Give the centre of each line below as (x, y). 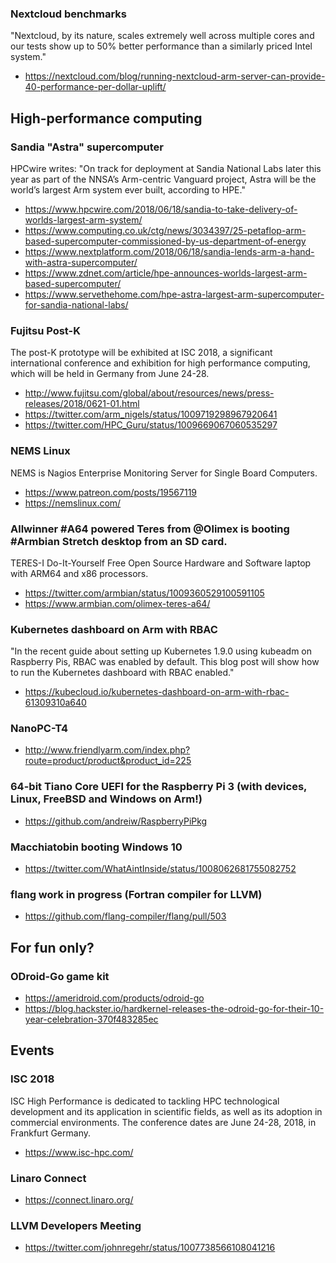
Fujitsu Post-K (45, 330)
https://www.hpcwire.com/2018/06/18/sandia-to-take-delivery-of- (161, 209)
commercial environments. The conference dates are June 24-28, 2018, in (163, 1122)
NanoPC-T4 (39, 729)
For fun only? (52, 947)
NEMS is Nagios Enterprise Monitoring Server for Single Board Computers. (164, 473)
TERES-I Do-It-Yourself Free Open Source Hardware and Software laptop (161, 563)
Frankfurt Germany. (50, 1133)
